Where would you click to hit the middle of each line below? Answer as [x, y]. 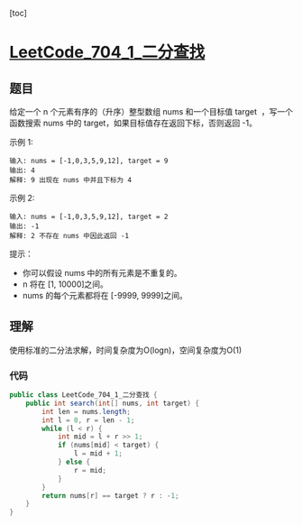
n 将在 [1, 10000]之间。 [65, 284]
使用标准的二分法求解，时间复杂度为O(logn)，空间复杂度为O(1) [126, 350]
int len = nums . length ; [86, 411]
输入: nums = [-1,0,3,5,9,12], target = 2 [89, 216]
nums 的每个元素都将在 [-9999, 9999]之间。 [105, 295]
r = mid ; [90, 470]
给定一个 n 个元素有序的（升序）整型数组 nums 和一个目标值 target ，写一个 [151, 111]
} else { [74, 462]
